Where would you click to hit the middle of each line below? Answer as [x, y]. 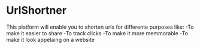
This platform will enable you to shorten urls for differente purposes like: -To [100, 27]
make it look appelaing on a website [50, 39]
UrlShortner [37, 10]
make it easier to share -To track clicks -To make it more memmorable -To [97, 33]
